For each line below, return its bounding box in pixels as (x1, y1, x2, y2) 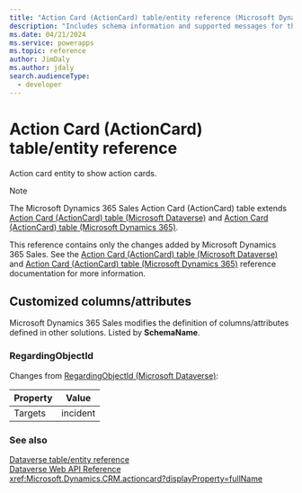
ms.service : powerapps (9, 38, 94, 48)
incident (61, 407, 96, 419)
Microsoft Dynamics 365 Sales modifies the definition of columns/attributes (9, 318, 289, 328)
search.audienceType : (9, 72, 91, 81)
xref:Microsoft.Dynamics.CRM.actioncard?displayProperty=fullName (9, 473, 263, 484)
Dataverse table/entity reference (9, 453, 130, 464)
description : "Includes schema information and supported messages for (9, 22, 283, 31)
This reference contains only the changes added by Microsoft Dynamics (9, 239, 277, 250)
